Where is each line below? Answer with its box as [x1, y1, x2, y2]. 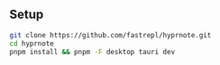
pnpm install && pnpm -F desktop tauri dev [9, 47, 176, 56]
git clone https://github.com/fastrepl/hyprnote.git [9, 30, 212, 39]
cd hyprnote [9, 39, 54, 48]
